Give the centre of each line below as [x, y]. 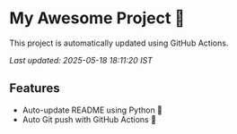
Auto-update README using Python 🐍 [92, 110]
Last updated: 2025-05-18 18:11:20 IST [81, 60]
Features [35, 88]
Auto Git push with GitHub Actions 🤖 [89, 119]
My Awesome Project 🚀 [97, 18]
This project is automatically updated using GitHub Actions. [119, 43]
